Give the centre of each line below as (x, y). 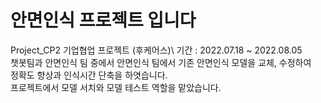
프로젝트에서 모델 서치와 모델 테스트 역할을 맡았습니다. (116, 87)
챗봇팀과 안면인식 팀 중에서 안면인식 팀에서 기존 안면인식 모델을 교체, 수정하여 (161, 62)
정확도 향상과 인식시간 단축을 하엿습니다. (89, 75)
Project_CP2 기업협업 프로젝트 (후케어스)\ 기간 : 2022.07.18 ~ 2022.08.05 (156, 50)
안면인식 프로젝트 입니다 (103, 20)
